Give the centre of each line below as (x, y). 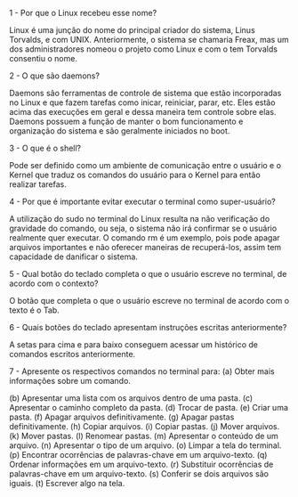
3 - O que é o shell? (45, 148)
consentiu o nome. (44, 58)
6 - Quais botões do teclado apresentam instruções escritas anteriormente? (148, 327)
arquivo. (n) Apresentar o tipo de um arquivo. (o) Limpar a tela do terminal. (145, 445)
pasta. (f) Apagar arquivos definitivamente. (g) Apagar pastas (122, 417)
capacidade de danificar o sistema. (73, 257)
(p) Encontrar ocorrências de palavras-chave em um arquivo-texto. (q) (138, 455)
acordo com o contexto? (54, 283)
